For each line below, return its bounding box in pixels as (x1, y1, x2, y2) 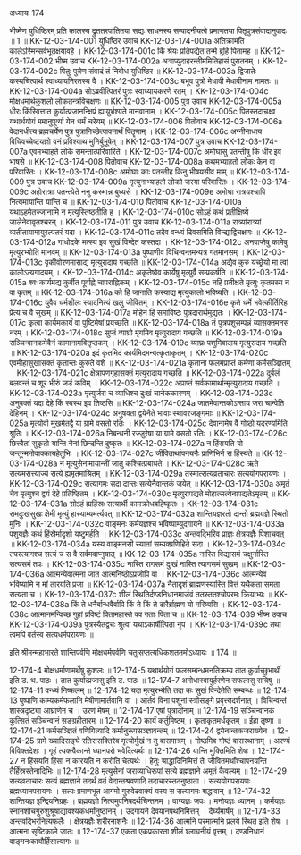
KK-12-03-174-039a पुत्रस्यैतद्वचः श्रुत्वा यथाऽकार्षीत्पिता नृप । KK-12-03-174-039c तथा (9, 619, 281, 630)
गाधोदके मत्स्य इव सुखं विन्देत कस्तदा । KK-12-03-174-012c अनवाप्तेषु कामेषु (57, 237, 288, 247)
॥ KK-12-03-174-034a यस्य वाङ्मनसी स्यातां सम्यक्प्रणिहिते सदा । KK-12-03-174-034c (9, 538, 286, 549)
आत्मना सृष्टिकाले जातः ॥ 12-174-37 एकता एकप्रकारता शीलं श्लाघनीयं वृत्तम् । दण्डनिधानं (9, 826, 265, 836)
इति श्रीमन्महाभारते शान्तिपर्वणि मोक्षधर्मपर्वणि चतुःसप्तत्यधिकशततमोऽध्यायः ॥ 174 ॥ (9, 648, 237, 657)
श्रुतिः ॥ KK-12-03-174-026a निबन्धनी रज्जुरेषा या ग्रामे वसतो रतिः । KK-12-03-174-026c (9, 428, 288, 438)
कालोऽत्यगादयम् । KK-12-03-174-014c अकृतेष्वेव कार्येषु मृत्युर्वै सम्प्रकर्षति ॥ (9, 267, 234, 277)
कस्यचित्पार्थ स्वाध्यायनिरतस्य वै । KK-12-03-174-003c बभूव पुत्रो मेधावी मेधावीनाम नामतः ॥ (9, 76, 279, 86)
